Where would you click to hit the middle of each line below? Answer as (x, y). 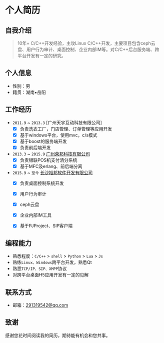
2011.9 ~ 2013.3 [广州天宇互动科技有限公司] (57, 122)
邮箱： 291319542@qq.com (40, 305)
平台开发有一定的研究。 (41, 56)
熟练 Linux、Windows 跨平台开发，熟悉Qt (52, 262)
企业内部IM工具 (35, 215)
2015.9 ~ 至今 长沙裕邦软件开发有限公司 (52, 172)
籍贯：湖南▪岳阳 (29, 92)
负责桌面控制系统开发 (42, 183)
